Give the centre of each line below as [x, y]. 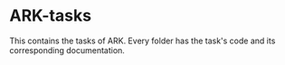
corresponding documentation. [67, 50]
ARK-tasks [51, 16]
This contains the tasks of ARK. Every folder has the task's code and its [142, 41]
